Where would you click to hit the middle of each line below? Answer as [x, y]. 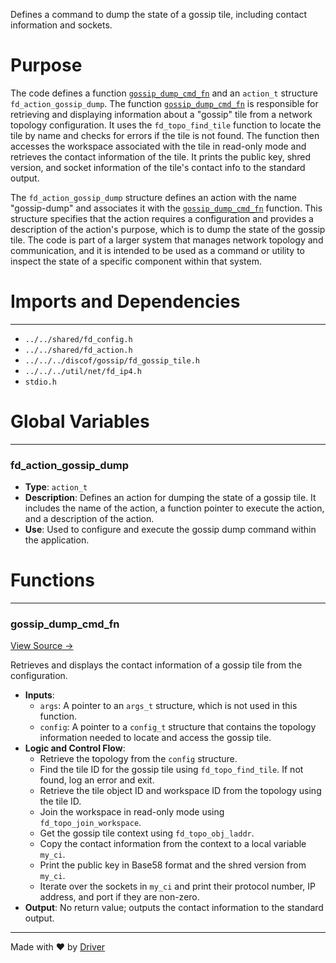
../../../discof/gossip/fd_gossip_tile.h [112, 360]
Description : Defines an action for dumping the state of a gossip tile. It [170, 498]
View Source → [42, 646]
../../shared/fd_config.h [78, 339]
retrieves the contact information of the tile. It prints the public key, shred [161, 156]
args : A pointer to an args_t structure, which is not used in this [168, 706]
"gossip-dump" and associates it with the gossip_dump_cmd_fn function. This [166, 208]
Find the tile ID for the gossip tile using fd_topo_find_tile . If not [171, 770]
